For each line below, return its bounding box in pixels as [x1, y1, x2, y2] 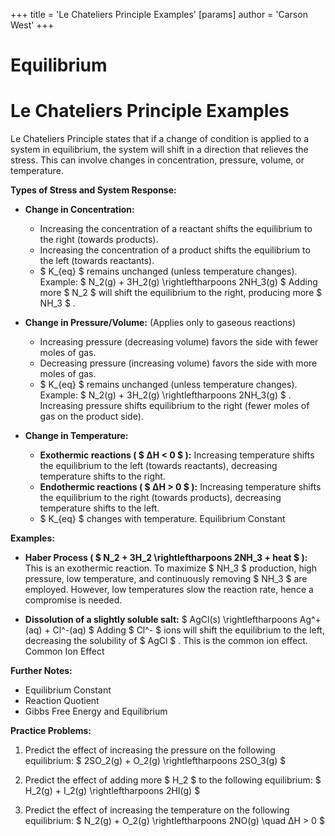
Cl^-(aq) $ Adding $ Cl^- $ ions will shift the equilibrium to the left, [52, 624, 325, 636]
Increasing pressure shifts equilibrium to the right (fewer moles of [39, 400, 310, 412]
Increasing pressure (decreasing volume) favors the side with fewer [39, 336, 319, 348]
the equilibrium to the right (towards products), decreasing [39, 492, 282, 504]
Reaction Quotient [24, 695, 100, 707]
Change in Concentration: [24, 204, 135, 216]
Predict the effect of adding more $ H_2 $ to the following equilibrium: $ [24, 774, 322, 786]
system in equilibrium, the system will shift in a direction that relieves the [10, 144, 309, 156]
